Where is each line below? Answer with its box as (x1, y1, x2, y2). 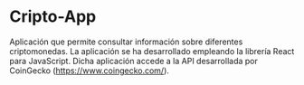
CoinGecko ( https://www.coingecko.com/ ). (9, 65, 170, 76)
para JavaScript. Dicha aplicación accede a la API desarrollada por (9, 55, 258, 66)
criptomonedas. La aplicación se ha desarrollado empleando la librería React (9, 45, 295, 56)
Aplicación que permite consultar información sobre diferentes (9, 36, 243, 47)
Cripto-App (9, 6, 97, 27)
